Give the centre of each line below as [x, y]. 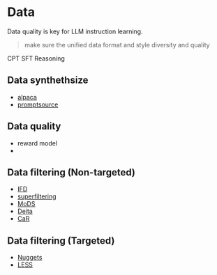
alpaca [27, 97]
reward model [37, 143]
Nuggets [30, 258]
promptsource [38, 104]
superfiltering [37, 196]
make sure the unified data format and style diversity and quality [117, 45]
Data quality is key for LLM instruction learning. [75, 31]
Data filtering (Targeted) [61, 241]
